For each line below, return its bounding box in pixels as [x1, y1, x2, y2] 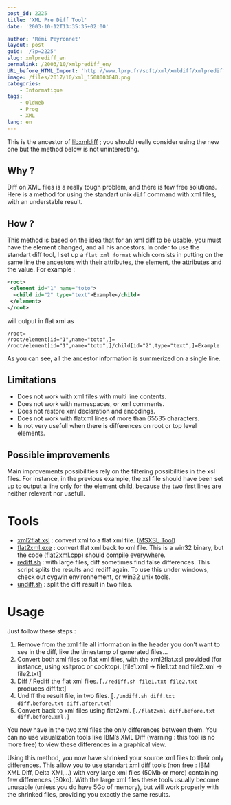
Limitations [7, 374, 56, 386]
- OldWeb [19, 99, 45, 107]
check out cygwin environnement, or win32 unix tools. [16, 573, 171, 581]
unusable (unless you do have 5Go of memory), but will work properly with [7, 783, 219, 791]
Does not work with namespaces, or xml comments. [16, 400, 165, 408]
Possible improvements [7, 449, 111, 460]
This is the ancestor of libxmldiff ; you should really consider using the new [7, 137, 220, 145]
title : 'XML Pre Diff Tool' [7, 17, 88, 23]
